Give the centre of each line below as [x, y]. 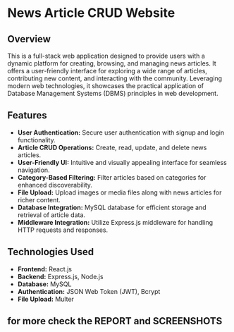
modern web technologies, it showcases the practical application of [106, 86]
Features [27, 115]
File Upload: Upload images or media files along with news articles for [119, 192]
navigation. [34, 170]
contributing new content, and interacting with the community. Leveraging [115, 78]
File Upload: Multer [45, 299]
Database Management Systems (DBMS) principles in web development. [113, 93]
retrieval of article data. [51, 215]
